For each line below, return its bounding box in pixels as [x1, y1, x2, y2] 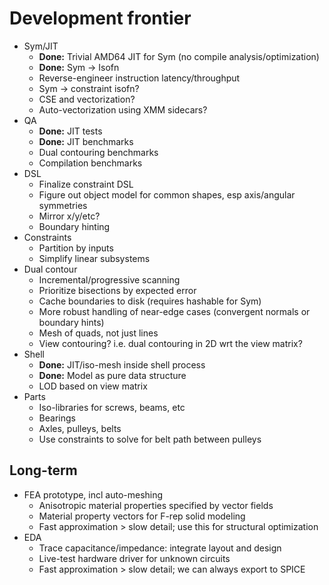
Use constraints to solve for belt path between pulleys [38, 433, 262, 445]
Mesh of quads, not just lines [38, 327, 159, 339]
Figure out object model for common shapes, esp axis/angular [38, 188, 296, 201]
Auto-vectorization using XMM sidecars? [38, 103, 208, 116]
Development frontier [9, 7, 192, 30]
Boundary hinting [38, 220, 111, 232]
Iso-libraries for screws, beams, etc [38, 401, 186, 413]
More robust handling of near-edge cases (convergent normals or [38, 305, 311, 317]
